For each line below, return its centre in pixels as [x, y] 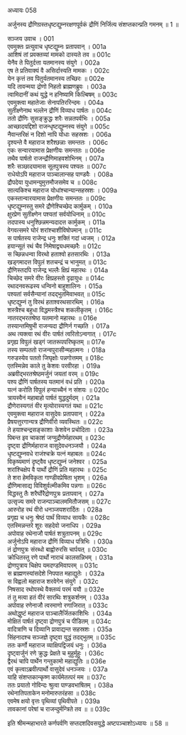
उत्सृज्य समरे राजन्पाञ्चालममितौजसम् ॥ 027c [59, 502]
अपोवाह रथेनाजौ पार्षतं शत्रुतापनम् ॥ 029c [55, 534]
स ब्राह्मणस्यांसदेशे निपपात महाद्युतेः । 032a [56, 573]
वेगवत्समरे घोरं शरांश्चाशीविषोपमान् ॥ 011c [55, 230]
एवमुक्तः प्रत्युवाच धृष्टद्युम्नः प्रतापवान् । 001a [57, 46]
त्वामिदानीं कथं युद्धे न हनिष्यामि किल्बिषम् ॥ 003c [62, 94]
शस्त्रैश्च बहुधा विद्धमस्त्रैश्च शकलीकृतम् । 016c [60, 310]
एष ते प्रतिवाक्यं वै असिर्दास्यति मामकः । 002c [59, 71]
